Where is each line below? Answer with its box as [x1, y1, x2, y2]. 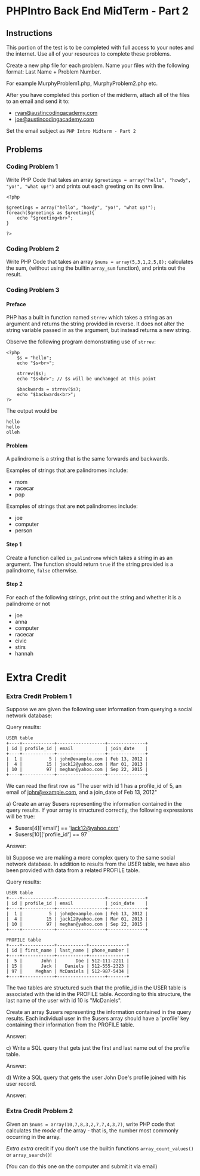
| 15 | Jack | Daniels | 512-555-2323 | [6, 963, 130, 970]
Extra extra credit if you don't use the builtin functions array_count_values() [6, 1144, 194, 1152]
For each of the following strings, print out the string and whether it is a [6, 593, 181, 601]
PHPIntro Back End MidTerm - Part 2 [6, 4, 189, 18]
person [14, 527, 33, 534]
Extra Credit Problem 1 [6, 692, 72, 700]
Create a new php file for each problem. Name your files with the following [6, 62, 189, 69]
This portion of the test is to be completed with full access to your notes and [6, 44, 194, 51]
